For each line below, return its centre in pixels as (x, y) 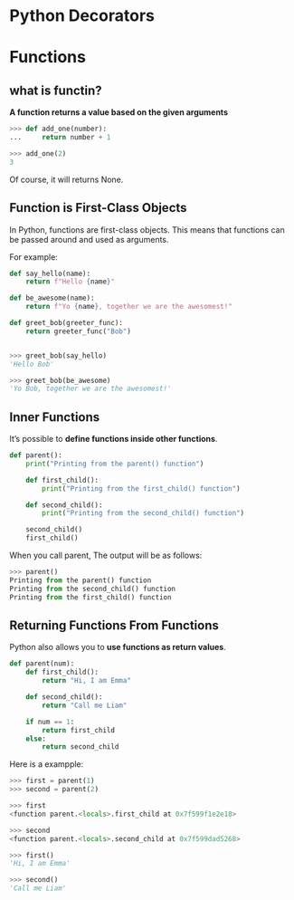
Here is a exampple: (47, 764)
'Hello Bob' (32, 364)
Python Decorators (82, 16)
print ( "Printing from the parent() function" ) (115, 464)
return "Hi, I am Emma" (86, 681)
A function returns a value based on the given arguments (119, 112)
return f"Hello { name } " (71, 282)
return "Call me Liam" (85, 705)
